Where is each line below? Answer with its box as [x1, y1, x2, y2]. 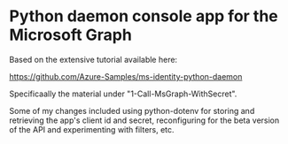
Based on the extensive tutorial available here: [9, 54, 178, 64]
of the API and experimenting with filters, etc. [9, 124, 175, 134]
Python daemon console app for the [9, 6, 279, 27]
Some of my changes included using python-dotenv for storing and [9, 105, 255, 116]
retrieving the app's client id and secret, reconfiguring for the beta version [9, 115, 280, 125]
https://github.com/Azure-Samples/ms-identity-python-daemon [9, 71, 243, 81]
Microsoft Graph [9, 25, 133, 45]
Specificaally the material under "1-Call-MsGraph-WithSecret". [9, 88, 237, 99]
